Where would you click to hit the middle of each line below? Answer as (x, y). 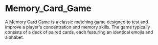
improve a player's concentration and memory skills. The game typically (78, 27)
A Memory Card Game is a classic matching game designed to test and (77, 22)
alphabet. (15, 37)
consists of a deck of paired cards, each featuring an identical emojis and (79, 32)
